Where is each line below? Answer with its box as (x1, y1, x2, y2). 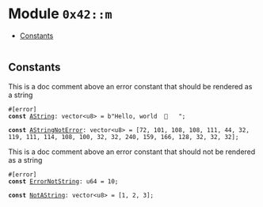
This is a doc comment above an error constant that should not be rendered (8, 147, 256, 156)
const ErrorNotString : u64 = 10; (8, 177, 119, 186)
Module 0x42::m (8, 5, 112, 23)
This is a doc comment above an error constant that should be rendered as (8, 81, 253, 91)
